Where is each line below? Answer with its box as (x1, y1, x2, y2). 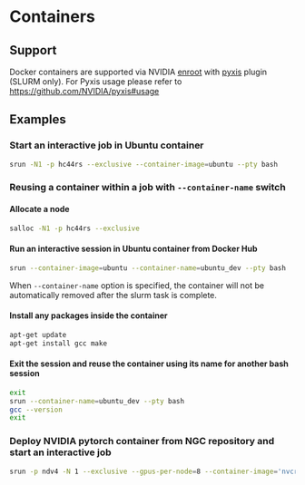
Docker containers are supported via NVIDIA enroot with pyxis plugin (9, 66, 268, 77)
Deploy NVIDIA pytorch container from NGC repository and (9, 435, 275, 448)
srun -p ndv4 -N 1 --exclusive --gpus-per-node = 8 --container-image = (9, 467, 279, 476)
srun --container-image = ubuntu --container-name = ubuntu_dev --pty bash (9, 263, 286, 273)
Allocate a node (9, 204, 70, 215)
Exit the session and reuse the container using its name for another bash (9, 358, 289, 369)
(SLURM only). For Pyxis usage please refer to (9, 76, 182, 87)
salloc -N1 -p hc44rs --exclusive (9, 224, 141, 233)
